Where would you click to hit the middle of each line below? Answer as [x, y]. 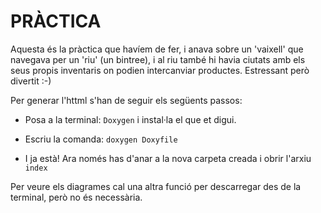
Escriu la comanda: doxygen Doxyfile [101, 139]
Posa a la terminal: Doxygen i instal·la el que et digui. [130, 119]
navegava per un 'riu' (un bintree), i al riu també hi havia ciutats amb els [158, 59]
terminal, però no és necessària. [76, 197]
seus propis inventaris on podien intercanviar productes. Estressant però [160, 70]
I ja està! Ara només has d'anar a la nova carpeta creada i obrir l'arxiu [168, 158]
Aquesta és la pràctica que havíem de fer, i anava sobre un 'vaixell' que [157, 49]
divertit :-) [31, 81]
